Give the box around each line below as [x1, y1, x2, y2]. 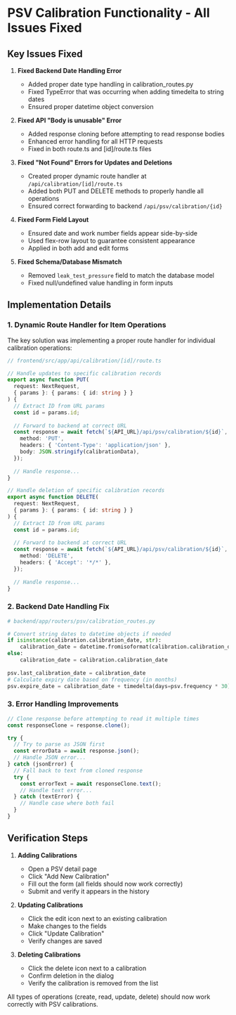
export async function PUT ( [7, 376, 90, 384]
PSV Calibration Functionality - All [7, 5, 211, 21]
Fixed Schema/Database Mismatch [17, 258, 122, 266]
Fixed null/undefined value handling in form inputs [27, 279, 173, 287]
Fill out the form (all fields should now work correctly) [27, 879, 183, 888]
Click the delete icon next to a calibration [27, 964, 147, 972]
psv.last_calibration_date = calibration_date [7, 669, 146, 676]
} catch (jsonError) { [7, 761, 74, 768]
